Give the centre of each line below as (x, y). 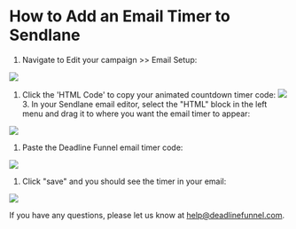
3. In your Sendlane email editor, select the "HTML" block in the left (144, 104)
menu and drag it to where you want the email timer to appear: (136, 114)
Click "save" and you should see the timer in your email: (124, 181)
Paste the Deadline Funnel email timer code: (102, 147)
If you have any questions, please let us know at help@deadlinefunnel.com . (147, 215)
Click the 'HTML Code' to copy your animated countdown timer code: (149, 94)
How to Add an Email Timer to (120, 16)
